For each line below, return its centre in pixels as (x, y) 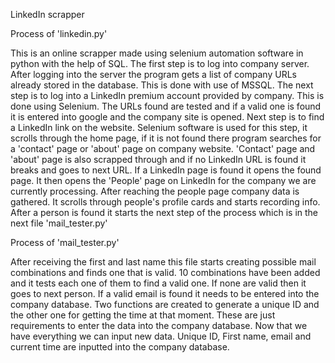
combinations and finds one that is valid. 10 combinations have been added (165, 272)
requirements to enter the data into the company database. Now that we (159, 325)
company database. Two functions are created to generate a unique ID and (165, 304)
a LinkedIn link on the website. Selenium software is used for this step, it (159, 127)
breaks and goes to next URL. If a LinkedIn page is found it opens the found (166, 170)
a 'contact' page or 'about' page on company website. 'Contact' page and (163, 148)
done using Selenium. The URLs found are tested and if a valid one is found (166, 106)
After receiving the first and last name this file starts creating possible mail (163, 262)
